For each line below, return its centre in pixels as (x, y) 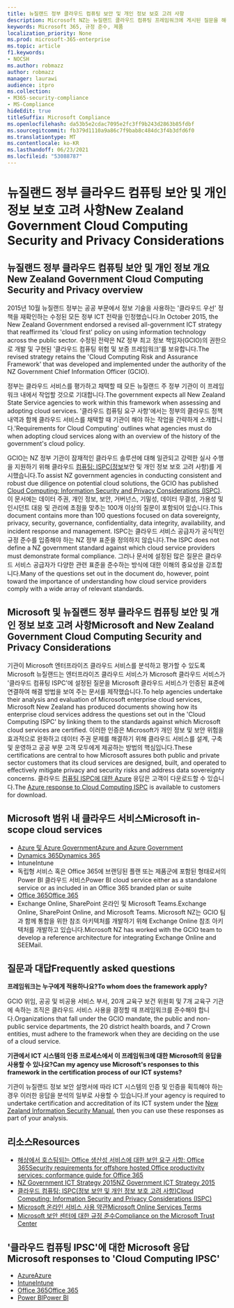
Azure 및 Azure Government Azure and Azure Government (100, 848)
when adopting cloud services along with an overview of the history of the (114, 436)
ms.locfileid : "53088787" (45, 157)
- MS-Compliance (31, 105)
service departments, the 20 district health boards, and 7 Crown (119, 1027)
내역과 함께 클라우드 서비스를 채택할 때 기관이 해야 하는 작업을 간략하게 (103, 419)
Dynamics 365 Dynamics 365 (59, 855)
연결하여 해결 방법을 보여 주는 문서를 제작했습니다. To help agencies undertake (115, 691)
